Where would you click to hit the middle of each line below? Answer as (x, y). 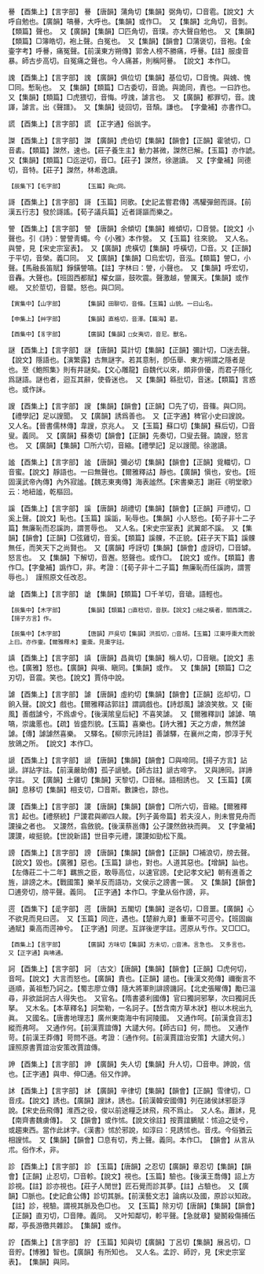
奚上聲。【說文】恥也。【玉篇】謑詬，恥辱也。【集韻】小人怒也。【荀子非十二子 (132, 518)
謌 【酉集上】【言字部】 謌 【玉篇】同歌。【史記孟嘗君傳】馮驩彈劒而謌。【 (126, 202)
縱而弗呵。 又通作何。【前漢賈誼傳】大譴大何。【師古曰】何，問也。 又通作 (128, 1028)
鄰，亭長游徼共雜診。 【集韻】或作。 (67, 1225)
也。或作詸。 (29, 389)
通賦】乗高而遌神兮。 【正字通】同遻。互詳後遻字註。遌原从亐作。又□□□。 (131, 928)
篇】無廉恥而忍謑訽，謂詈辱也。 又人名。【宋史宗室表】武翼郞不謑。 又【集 (130, 528)
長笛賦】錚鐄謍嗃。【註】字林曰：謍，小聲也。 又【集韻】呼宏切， (146, 268)
